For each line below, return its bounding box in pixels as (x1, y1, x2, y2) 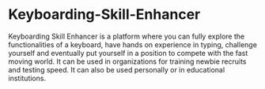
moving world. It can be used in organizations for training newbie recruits (8, 57, 247, 66)
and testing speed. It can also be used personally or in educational (8, 65, 225, 74)
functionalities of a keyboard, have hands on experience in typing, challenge (8, 39, 257, 49)
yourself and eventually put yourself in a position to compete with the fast (8, 48, 248, 57)
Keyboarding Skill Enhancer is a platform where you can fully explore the (8, 32, 245, 41)
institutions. (8, 73, 46, 83)
